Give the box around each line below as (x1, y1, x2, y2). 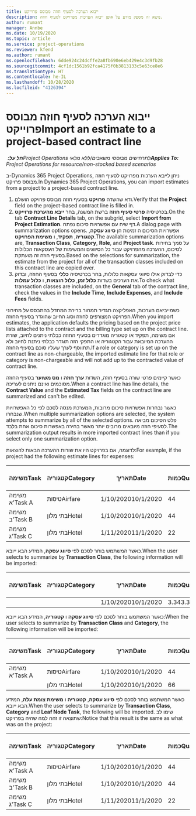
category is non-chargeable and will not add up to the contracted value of (6, 356, 184, 363)
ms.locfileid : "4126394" (6, 85, 66, 91)
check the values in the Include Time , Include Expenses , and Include (14, 289, 183, 296)
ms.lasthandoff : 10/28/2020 (6, 80, 75, 86)
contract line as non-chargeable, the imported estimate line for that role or (6, 350, 185, 357)
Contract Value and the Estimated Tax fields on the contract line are (6, 386, 171, 393)
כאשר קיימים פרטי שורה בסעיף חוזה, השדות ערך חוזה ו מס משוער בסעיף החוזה (6, 374, 181, 381)
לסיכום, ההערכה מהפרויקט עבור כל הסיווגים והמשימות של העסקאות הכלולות (14, 245, 183, 252)
